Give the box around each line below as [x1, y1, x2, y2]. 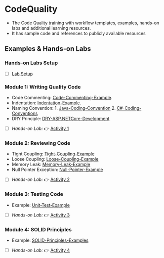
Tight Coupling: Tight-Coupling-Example [11, 151, 95, 157]
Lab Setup [11, 71, 33, 77]
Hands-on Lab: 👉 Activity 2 [11, 176, 70, 182]
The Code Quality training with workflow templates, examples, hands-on [11, 20, 160, 26]
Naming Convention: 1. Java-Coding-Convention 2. [11, 105, 116, 111]
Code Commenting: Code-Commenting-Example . [11, 94, 113, 100]
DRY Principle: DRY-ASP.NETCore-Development [11, 115, 110, 122]
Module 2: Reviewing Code [4, 139, 71, 146]
